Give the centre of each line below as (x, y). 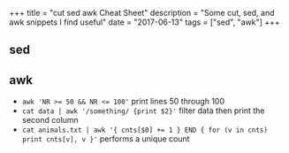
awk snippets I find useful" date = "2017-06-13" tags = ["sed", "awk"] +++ (144, 22)
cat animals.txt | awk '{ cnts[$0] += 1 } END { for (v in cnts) (144, 130)
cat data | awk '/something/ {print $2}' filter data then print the (143, 111)
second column (50, 120)
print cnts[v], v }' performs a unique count (106, 139)
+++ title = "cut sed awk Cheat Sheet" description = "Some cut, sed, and (142, 13)
